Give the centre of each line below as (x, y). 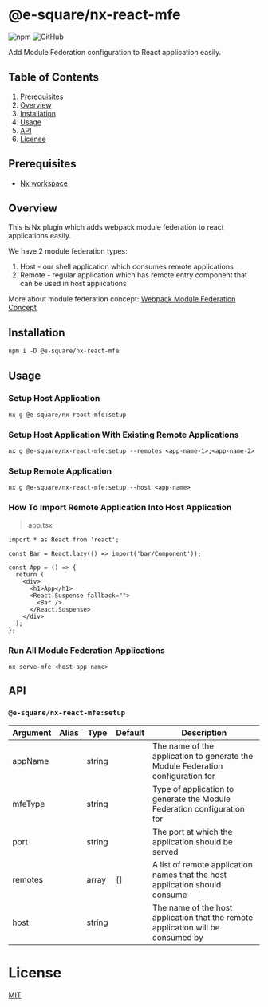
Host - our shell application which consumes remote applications (126, 267)
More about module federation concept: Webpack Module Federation (122, 299)
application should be (192, 841)
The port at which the (192, 832)
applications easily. (40, 236)
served (165, 852)
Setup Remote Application (60, 471)
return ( (30, 574)
